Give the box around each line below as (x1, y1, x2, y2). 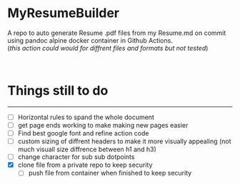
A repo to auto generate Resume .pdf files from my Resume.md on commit (7, 29, 226, 37)
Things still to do (7, 83, 109, 99)
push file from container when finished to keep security (28, 169, 192, 178)
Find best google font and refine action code (17, 129, 149, 137)
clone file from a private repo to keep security (17, 160, 153, 169)
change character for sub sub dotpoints (17, 153, 135, 161)
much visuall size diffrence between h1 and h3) (17, 145, 157, 154)
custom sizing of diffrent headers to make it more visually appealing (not (17, 137, 231, 145)
